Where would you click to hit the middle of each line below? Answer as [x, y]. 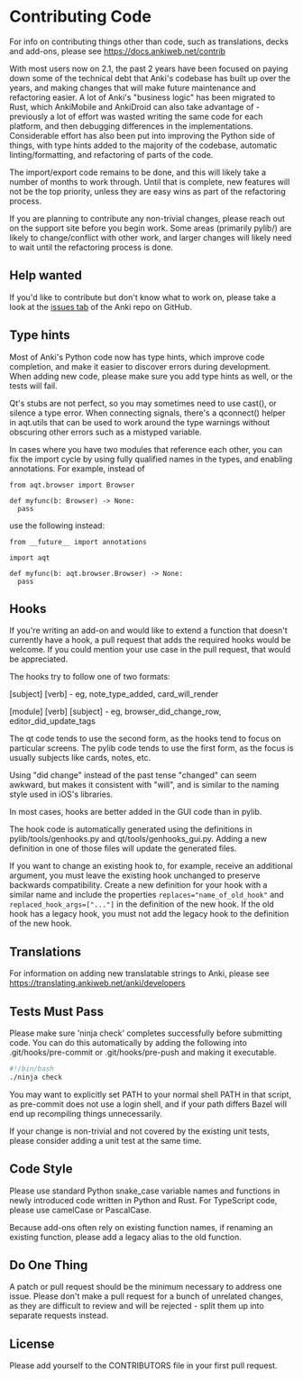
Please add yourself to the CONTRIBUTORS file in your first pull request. [143, 1366]
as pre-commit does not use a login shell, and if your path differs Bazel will [148, 1104]
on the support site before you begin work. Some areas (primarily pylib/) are [151, 228]
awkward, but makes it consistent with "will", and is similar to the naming [144, 785]
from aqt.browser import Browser [72, 485]
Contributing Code [80, 17]
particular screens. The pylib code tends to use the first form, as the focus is [151, 748]
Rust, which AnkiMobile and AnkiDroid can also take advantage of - [134, 106]
